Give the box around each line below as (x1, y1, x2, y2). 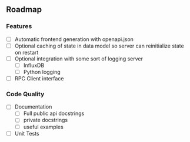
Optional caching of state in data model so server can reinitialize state (14, 42, 184, 49)
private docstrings (23, 117, 68, 124)
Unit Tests (14, 130, 39, 137)
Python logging (23, 68, 61, 75)
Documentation (14, 103, 52, 110)
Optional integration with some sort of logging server (14, 55, 143, 62)
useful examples (23, 123, 64, 130)
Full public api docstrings (23, 110, 85, 117)
